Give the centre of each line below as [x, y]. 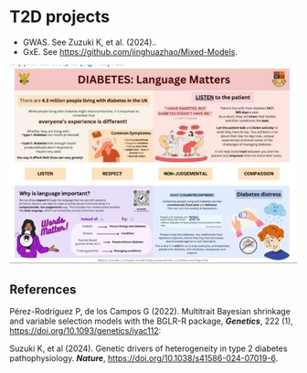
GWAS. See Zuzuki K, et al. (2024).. [90, 42]
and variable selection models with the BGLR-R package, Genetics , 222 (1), [152, 321]
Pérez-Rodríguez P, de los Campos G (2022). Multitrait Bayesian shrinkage [150, 312]
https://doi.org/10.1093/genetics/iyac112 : [85, 331]
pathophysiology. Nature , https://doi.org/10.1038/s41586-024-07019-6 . [144, 358]
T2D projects [60, 17]
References [43, 289]
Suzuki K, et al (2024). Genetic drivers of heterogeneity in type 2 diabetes [148, 348]
